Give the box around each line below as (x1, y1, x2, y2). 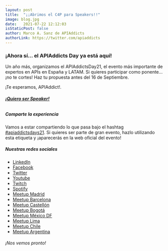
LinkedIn (12, 159, 31, 165)
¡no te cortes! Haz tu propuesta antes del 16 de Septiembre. (5, 74, 129, 81)
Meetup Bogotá (12, 207, 45, 213)
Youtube (12, 175, 30, 181)
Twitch (12, 180, 27, 186)
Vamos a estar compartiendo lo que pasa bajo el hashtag (5, 124, 124, 130)
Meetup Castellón (12, 202, 49, 208)
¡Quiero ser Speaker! (5, 95, 50, 101)
